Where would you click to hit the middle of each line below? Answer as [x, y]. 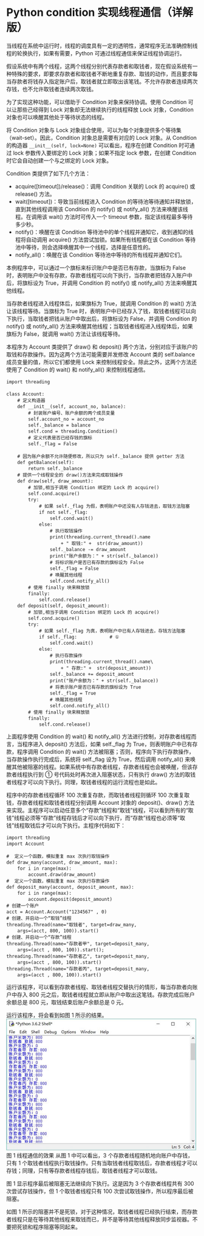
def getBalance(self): [46, 462]
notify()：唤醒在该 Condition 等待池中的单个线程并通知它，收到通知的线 [104, 232]
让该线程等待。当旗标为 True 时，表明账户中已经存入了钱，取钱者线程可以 [99, 311]
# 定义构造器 [31, 400]
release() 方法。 [35, 194]
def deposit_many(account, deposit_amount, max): [70, 887]
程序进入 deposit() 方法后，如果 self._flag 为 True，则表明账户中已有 [107, 744]
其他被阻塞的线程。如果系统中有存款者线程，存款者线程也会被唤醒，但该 [102, 766]
